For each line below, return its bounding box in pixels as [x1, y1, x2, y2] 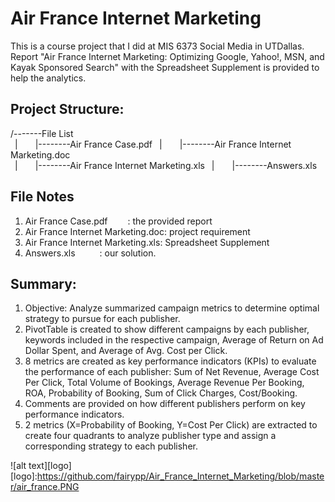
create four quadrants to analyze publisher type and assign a [24, 430, 277, 442]
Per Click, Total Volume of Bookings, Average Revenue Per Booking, [24, 377, 305, 389]
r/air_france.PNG [10, 481, 80, 493]
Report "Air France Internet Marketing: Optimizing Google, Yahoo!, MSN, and [10, 50, 325, 62]
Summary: [10, 275, 77, 292]
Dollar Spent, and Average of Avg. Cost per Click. [24, 345, 228, 357]
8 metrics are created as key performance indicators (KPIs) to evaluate [24, 355, 317, 367]
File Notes [10, 188, 75, 206]
